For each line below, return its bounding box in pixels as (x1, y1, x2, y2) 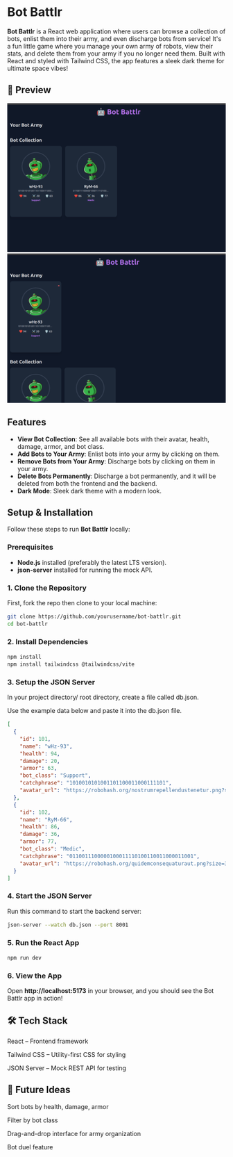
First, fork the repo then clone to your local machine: (7, 599, 157, 607)
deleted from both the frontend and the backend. (17, 479, 157, 487)
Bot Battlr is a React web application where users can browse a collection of (7, 27, 226, 35)
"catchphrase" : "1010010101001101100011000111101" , (19, 780, 172, 787)
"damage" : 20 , (19, 757, 60, 764)
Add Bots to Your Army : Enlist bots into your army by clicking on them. (17, 450, 220, 458)
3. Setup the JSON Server (7, 677, 96, 687)
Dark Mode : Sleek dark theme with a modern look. (17, 486, 162, 495)
